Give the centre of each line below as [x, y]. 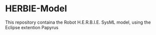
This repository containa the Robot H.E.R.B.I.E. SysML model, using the [78, 22]
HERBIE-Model [36, 9]
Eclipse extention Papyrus [32, 27]
